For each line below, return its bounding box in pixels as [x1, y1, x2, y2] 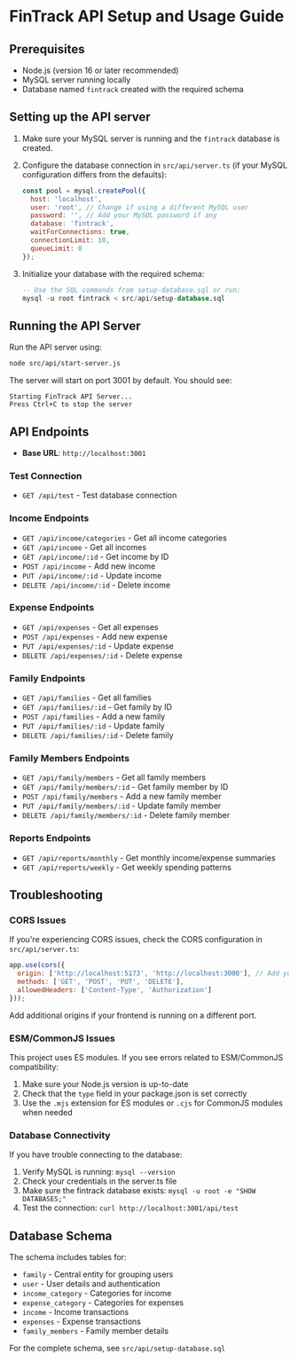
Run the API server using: [9, 342, 102, 352]
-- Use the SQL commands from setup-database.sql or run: [21, 286, 241, 295]
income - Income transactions [21, 1307, 129, 1318]
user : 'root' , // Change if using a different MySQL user [30, 202, 249, 212]
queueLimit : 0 [30, 244, 82, 253]
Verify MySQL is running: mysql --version [21, 1167, 176, 1177]
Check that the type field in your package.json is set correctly [21, 1089, 247, 1099]
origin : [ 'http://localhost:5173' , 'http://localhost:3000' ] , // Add [17, 969, 279, 978]
